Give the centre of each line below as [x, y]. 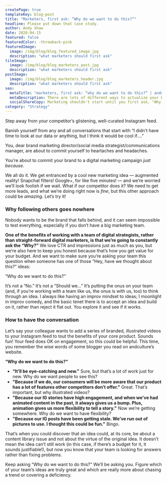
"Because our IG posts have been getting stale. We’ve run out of [80, 418]
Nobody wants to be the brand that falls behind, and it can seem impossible [83, 220]
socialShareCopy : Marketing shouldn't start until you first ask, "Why [85, 102]
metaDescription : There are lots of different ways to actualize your [84, 97]
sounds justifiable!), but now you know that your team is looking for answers [83, 449]
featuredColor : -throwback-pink [39, 42]
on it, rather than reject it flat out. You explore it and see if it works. [74, 307]
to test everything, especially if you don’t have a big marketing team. [75, 225]
